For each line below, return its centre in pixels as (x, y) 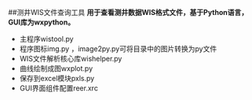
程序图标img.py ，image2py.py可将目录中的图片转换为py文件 (118, 49)
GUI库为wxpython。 (42, 22)
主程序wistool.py (46, 39)
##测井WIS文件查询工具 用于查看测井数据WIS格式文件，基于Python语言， (128, 12)
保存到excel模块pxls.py (57, 78)
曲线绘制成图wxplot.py (56, 69)
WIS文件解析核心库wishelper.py (71, 59)
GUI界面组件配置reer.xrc (58, 88)
